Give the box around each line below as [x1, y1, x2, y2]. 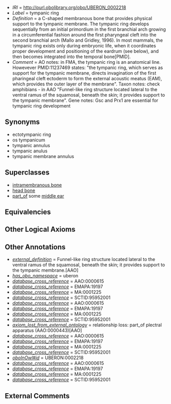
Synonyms [5, 118, 40, 127]
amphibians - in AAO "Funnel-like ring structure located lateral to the [12, 86, 158, 92]
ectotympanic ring [12, 131, 51, 137]
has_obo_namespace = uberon [12, 273, 79, 279]
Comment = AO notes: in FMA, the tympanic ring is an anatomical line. [12, 59, 161, 65]
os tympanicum [12, 136, 46, 143]
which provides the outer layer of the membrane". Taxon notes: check [12, 81, 160, 87]
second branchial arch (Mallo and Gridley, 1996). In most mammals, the [12, 37, 163, 43]
